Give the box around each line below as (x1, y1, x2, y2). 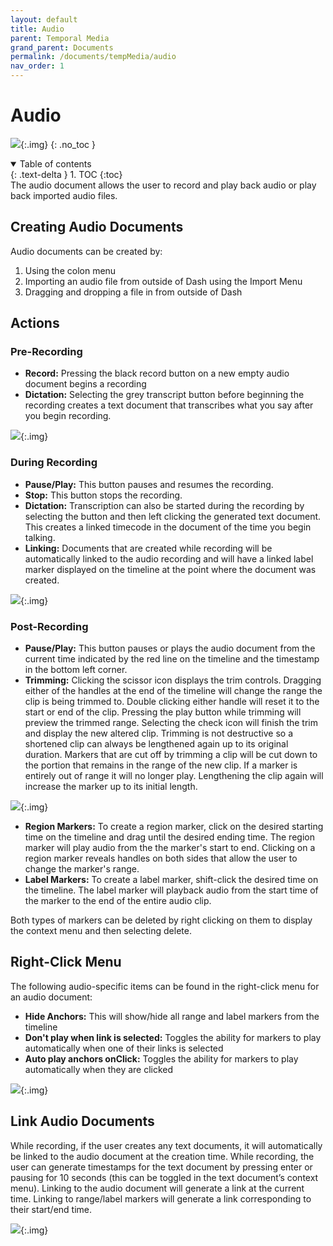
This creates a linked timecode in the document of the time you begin (24, 521, 312, 533)
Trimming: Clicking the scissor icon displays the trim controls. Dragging (24, 674, 322, 686)
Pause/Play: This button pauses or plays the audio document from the (24, 642, 316, 655)
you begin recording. (24, 410, 112, 422)
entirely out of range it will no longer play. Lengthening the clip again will (24, 770, 324, 782)
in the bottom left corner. (24, 664, 128, 676)
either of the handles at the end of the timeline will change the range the (24, 685, 323, 697)
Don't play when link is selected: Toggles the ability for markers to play (24, 1031, 322, 1043)
